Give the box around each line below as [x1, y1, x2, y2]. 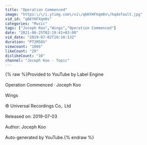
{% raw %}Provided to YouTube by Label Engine [5, 71, 104, 77]
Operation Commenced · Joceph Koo [5, 82, 81, 88]
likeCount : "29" [5, 48, 39, 53]
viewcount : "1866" [5, 44, 43, 49]
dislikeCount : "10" [5, 53, 46, 58]
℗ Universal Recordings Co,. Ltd [5, 103, 71, 109]
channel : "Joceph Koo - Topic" [5, 58, 70, 63]
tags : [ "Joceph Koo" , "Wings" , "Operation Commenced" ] [5, 26, 116, 31]
